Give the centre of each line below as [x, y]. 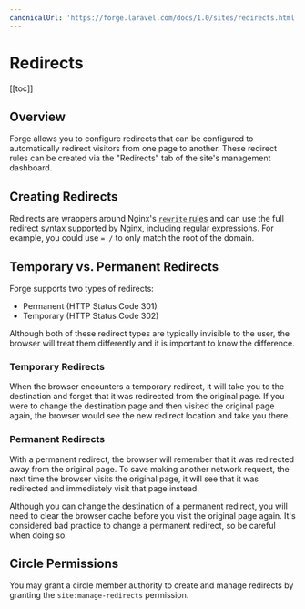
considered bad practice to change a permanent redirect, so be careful [142, 525]
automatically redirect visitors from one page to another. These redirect [143, 149]
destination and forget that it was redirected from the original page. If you [147, 397]
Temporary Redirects [57, 366]
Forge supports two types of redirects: [82, 289]
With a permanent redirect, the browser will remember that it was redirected [152, 459]
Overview [38, 116]
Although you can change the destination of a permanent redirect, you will [149, 506]
